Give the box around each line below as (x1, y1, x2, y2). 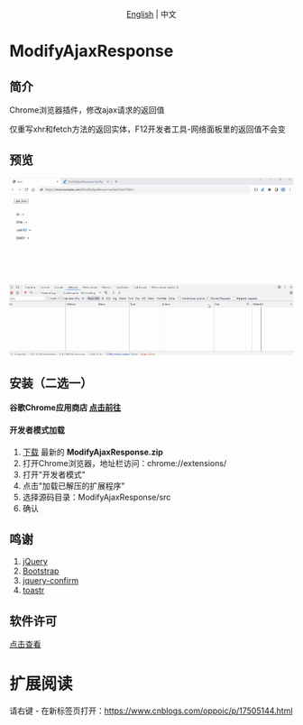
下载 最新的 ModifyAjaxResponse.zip (22, 446, 164, 457)
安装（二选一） (9, 375, 93, 390)
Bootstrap (22, 565, 60, 576)
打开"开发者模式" (22, 469, 86, 480)
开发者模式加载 (9, 424, 65, 436)
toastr (22, 585, 45, 596)
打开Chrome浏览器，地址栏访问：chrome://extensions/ (22, 457, 227, 468)
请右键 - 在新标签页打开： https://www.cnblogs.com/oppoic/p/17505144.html (9, 705, 293, 716)
